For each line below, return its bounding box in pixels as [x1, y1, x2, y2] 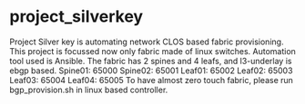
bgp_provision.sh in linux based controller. [9, 84, 168, 95]
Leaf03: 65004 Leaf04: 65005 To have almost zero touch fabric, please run [9, 74, 294, 85]
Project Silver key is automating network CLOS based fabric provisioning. [9, 36, 284, 47]
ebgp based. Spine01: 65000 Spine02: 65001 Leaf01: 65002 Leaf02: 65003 [9, 65, 293, 76]
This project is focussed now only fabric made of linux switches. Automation [9, 45, 296, 56]
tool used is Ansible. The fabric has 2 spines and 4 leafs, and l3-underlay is [9, 55, 292, 66]
